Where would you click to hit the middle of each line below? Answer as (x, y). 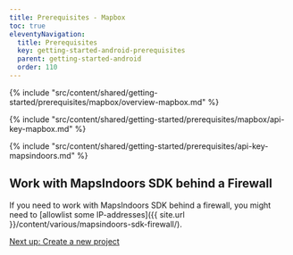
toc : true (28, 26)
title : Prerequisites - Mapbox (67, 17)
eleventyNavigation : (48, 34)
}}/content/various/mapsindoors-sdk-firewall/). (96, 224)
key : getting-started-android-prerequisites (101, 51)
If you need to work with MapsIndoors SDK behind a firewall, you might (140, 205)
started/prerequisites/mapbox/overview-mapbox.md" (108, 102)
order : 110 (38, 68)
